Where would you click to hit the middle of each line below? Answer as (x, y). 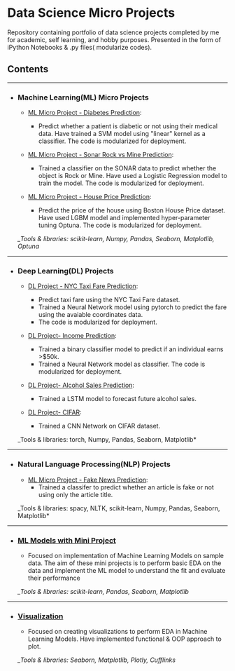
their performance (54, 578)
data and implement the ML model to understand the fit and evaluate (127, 570)
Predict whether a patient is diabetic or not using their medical (128, 126)
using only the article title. (76, 494)
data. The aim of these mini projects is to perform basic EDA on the (124, 563)
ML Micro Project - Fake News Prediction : (88, 480)
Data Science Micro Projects (91, 13)
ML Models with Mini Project (67, 540)
